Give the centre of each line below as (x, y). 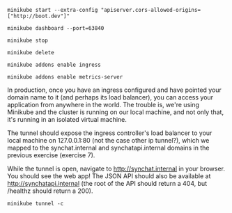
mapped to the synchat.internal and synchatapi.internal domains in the (108, 148)
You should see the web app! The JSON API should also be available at (109, 176)
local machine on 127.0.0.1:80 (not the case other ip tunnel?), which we (108, 140)
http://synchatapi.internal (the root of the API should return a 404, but (107, 183)
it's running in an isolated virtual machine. (67, 119)
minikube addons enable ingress (54, 65)
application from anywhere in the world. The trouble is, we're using (103, 105)
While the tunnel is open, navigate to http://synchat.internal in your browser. (116, 168)
